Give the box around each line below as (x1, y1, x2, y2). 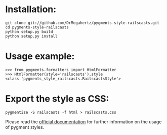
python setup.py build (5, 29, 53, 34)
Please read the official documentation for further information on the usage (5, 118, 162, 125)
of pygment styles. (5, 124, 45, 130)
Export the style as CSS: (5, 93, 109, 105)
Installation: (5, 4, 57, 15)
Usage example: (5, 51, 75, 62)
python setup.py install (5, 33, 58, 39)
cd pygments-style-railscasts (5, 24, 69, 30)
